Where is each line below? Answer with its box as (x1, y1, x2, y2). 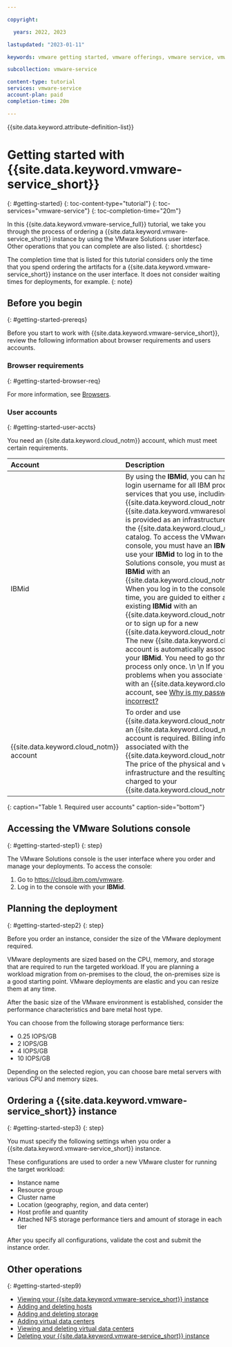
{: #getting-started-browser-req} (7, 376, 101, 385)
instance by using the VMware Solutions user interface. (52, 234, 211, 242)
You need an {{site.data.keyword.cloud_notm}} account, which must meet (7, 436, 217, 444)
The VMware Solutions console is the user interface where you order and (7, 854, 215, 863)
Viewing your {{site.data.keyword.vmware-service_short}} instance (17, 1295, 209, 1303)
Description (125, 460, 165, 470)
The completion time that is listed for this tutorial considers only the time (7, 255, 213, 263)
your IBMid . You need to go (125, 653, 214, 662)
